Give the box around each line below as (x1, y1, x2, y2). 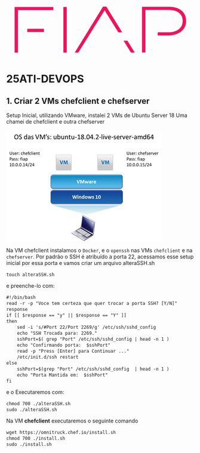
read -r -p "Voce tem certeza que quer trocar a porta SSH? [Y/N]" (6, 301, 178, 307)
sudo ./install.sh (6, 442, 52, 448)
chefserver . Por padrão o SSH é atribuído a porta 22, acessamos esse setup (6, 253, 194, 260)
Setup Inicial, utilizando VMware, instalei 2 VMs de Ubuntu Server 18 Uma (6, 112, 188, 119)
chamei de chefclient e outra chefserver (6, 118, 105, 125)
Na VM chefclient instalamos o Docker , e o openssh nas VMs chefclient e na (6, 247, 193, 254)
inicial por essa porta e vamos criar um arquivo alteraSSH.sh (6, 260, 155, 267)
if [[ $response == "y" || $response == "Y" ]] (6, 313, 127, 319)
